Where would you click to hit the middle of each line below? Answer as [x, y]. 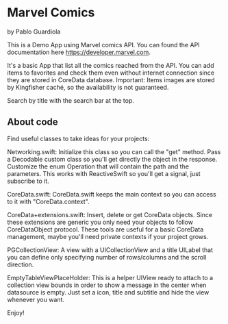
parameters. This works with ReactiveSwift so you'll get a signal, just [104, 173]
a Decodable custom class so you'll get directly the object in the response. [112, 159]
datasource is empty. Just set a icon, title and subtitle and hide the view [108, 292]
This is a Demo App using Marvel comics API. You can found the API [103, 45]
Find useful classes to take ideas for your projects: [78, 138]
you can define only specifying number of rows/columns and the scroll [107, 257]
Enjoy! [16, 312]
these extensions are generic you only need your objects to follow [100, 222]
